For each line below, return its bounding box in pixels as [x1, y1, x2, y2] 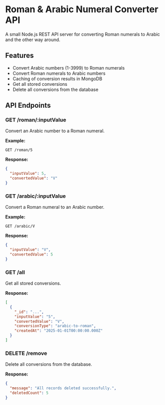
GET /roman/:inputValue [5, 116, 67, 123]
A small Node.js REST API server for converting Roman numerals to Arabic [5, 31, 160, 37]
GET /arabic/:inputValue [5, 192, 66, 199]
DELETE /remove [5, 350, 47, 357]
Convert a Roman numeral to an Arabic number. [5, 204, 105, 210]
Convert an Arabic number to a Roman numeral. [5, 128, 105, 134]
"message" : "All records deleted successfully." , [10, 386, 116, 391]
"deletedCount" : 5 [10, 390, 49, 395]
